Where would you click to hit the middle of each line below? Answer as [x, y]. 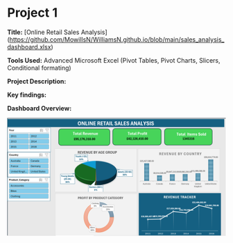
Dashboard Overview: [40, 108]
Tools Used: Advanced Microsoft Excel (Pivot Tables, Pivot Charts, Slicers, [114, 60]
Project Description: [37, 81]
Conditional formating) [39, 68]
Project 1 [32, 13]
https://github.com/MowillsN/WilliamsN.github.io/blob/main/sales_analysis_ [117, 39]
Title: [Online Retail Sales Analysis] [57, 32]
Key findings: [27, 95]
